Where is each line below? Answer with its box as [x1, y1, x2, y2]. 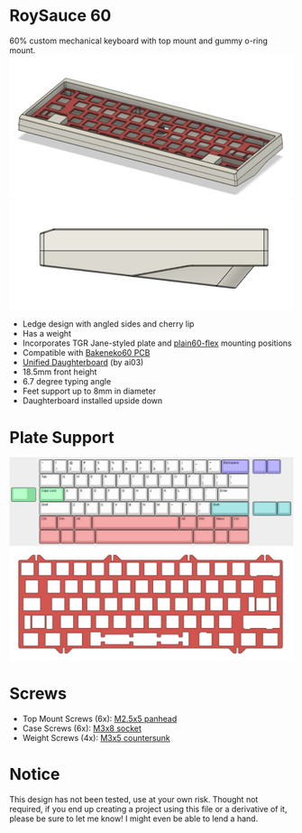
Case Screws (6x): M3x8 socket [22, 723, 142, 734]
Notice [9, 764, 60, 784]
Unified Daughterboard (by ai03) [22, 357, 144, 368]
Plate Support [9, 427, 114, 448]
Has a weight [22, 329, 72, 339]
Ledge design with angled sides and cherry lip [22, 319, 195, 329]
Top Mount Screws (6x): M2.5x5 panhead [22, 713, 178, 724]
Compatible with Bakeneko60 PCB [22, 347, 151, 358]
